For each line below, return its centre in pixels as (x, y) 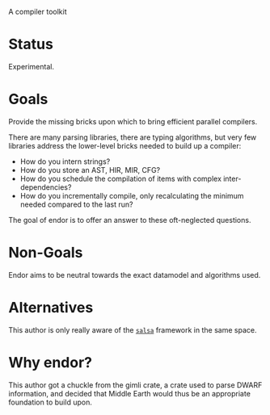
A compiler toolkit (38, 12)
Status (31, 44)
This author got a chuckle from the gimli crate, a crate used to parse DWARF (135, 385)
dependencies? (46, 187)
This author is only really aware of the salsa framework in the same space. (133, 329)
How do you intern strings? (65, 161)
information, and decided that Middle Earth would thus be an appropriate (129, 393)
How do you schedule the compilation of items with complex (121, 178)
